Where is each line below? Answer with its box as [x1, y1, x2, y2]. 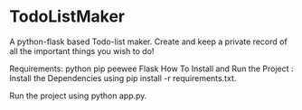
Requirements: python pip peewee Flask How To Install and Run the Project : [9, 63, 294, 74]
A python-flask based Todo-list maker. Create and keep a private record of [9, 36, 288, 47]
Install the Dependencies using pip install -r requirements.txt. [9, 72, 237, 83]
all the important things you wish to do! [9, 45, 155, 56]
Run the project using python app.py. [9, 90, 147, 101]
